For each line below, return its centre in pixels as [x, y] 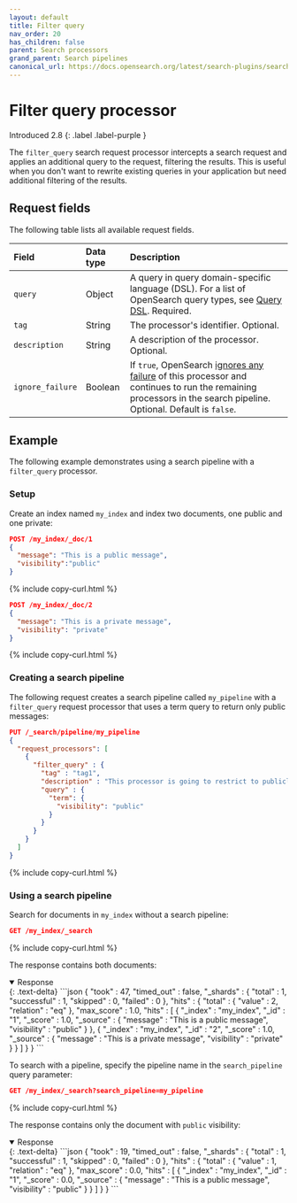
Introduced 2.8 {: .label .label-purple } [78, 135]
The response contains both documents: [83, 965]
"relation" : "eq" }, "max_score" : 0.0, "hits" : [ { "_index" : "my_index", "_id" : [148, 1170]
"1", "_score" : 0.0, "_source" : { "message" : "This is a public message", [140, 1179]
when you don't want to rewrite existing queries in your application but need [148, 171]
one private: [31, 522]
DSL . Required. [160, 311]
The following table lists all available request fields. [102, 229]
